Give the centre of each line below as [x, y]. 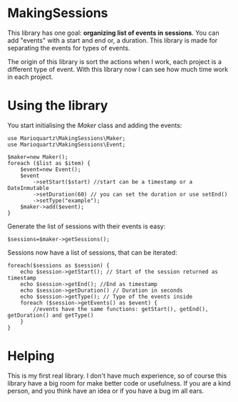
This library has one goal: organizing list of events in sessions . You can [113, 33]
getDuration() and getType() [51, 315]
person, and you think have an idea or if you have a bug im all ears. [106, 391]
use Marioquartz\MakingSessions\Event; [67, 144]
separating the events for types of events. [69, 48]
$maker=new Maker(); [38, 157]
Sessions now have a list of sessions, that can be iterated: [92, 252]
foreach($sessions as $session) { [59, 265]
